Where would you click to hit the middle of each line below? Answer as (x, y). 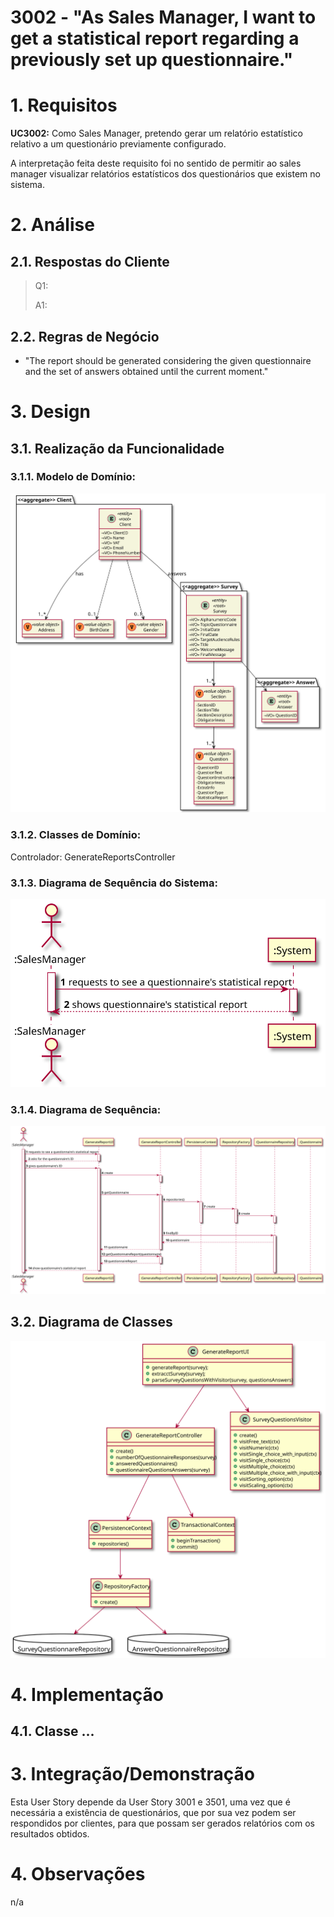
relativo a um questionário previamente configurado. (118, 144)
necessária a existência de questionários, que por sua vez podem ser (153, 1813)
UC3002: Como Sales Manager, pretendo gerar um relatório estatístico (156, 133)
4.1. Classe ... (52, 1731)
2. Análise (52, 225)
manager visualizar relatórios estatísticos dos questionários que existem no (165, 174)
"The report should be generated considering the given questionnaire (168, 360)
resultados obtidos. (50, 1834)
